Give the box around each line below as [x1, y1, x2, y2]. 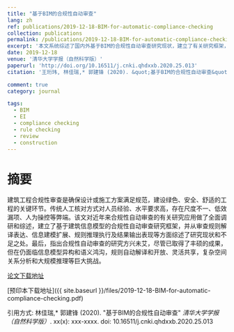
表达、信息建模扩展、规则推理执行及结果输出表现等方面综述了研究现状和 [13, 231, 221, 239]
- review [13, 133, 39, 139]
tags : [7, 100, 23, 107]
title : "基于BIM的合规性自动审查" [7, 10, 97, 17]
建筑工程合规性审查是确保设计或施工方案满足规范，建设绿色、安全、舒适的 [7, 196, 221, 204]
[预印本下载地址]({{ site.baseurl [7, 287, 97, 295]
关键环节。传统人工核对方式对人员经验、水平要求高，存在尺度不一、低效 [19, 204, 227, 213]
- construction [13, 139, 58, 146]
